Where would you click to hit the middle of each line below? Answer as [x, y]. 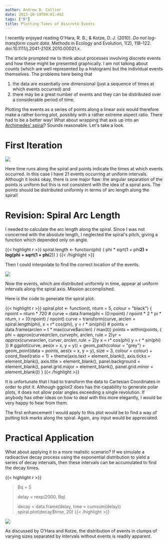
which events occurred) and [41, 89]
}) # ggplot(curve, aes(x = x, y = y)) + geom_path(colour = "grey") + [75, 346]
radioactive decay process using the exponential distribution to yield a [77, 457]
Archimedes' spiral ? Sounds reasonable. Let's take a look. [65, 125]
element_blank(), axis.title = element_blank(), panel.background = [73, 361]
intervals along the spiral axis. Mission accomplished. [60, 289]
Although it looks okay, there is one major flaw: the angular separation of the [84, 179]
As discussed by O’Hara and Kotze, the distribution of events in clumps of [81, 531]
